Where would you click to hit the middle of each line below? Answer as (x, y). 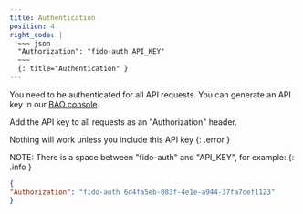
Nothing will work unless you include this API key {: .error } (120, 139)
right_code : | (37, 35)
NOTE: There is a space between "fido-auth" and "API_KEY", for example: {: (152, 157)
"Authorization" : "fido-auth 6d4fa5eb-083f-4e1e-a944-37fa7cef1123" (142, 192)
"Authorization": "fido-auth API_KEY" (92, 52)
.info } (21, 167)
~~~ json (34, 43)
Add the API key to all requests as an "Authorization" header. (123, 122)
